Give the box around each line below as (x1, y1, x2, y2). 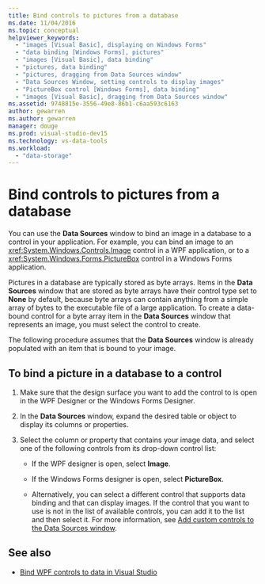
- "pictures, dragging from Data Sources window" (15, 71, 182, 78)
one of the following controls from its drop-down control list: (19, 444, 217, 452)
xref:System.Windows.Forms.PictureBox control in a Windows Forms (8, 254, 233, 264)
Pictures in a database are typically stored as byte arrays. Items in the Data (8, 278, 253, 288)
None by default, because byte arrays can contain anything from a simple (8, 295, 249, 304)
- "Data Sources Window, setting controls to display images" (15, 78, 225, 86)
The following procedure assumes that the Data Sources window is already (8, 335, 255, 345)
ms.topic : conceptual (8, 26, 80, 34)
